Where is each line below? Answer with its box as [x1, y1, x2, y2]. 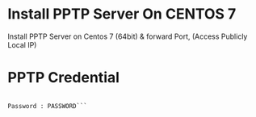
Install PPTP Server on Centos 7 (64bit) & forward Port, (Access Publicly [7, 31, 248, 41]
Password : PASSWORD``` [7, 102, 88, 110]
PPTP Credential [7, 69, 120, 87]
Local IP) [7, 40, 37, 49]
